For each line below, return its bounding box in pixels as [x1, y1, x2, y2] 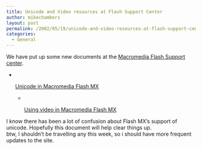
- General [11, 37, 36, 43]
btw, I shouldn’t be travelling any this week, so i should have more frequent [6, 130, 192, 137]
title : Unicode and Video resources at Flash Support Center [6, 8, 163, 15]
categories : [6, 31, 36, 37]
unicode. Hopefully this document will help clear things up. [6, 124, 152, 131]
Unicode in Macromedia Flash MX [14, 83, 99, 90]
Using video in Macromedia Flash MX [23, 106, 117, 113]
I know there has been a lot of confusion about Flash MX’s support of [6, 118, 177, 125]
